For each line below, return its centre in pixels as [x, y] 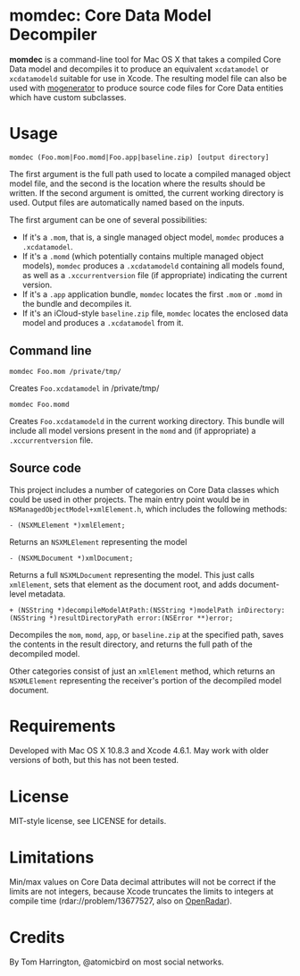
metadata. [47, 594]
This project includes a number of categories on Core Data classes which [144, 489]
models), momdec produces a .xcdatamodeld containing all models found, [154, 266]
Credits [37, 937]
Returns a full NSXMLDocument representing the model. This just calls [132, 574]
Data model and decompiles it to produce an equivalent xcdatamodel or [139, 69]
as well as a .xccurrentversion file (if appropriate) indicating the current [154, 275]
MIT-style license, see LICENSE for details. [88, 821]
